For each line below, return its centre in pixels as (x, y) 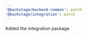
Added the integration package (37, 28)
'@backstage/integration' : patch (40, 14)
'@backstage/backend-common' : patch (43, 10)
